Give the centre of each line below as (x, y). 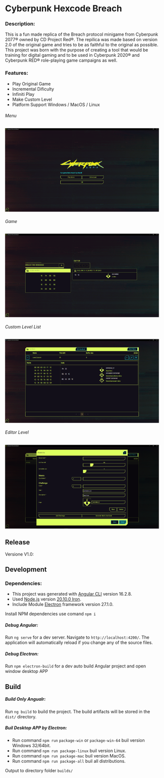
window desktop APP (26, 671)
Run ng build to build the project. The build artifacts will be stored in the (78, 711)
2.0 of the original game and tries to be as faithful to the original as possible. (82, 45)
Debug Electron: (22, 654)
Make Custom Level (32, 99)
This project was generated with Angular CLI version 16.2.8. (72, 594)
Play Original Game (31, 84)
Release (18, 543)
